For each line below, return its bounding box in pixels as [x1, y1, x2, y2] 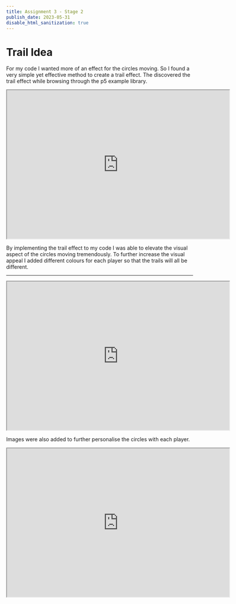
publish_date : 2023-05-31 [6, 14, 70, 20]
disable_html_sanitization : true [6, 20, 89, 26]
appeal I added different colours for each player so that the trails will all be [6, 257, 188, 265]
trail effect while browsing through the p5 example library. [6, 78, 148, 85]
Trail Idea [6, 45, 53, 59]
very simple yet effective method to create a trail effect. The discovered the [6, 71, 191, 78]
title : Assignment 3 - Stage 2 [6, 8, 84, 15]
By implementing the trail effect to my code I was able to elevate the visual [6, 244, 188, 251]
